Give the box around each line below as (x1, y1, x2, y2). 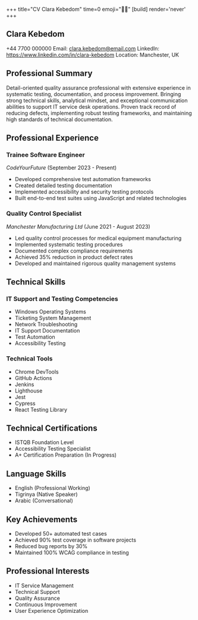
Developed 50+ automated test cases (14, 530, 107, 537)
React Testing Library (14, 406, 67, 413)
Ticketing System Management (14, 315, 92, 322)
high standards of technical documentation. (6, 116, 113, 123)
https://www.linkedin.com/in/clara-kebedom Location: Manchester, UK (6, 51, 180, 58)
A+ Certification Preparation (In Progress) (14, 451, 117, 458)
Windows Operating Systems (14, 308, 86, 315)
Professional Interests (6, 566, 90, 576)
